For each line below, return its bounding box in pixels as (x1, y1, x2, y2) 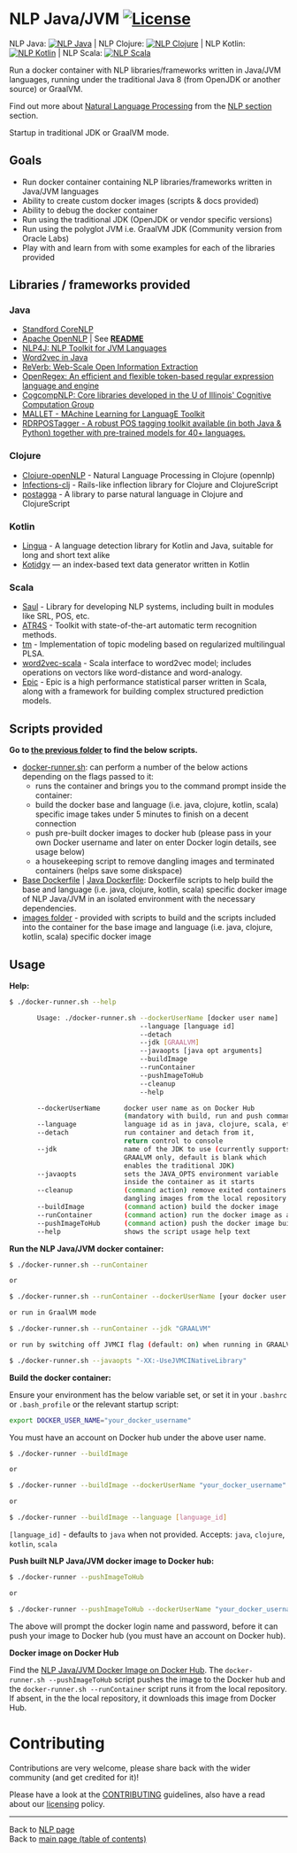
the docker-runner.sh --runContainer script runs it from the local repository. (9, 1683, 287, 1694)
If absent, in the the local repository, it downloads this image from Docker (9, 1693, 277, 1703)
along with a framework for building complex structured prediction (21, 686, 264, 697)
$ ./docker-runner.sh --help (9, 997, 117, 1006)
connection (34, 818, 77, 829)
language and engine (21, 381, 100, 392)
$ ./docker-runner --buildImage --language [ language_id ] (9, 1513, 227, 1523)
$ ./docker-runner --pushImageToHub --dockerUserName (9, 1604, 212, 1614)
